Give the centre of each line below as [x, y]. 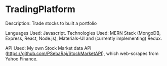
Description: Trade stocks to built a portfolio [51, 23]
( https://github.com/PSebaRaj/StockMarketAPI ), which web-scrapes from [82, 53]
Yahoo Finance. [22, 58]
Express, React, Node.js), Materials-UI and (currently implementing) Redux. [84, 38]
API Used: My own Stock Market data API [48, 48]
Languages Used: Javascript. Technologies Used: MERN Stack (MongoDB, [83, 33]
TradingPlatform [40, 9]
